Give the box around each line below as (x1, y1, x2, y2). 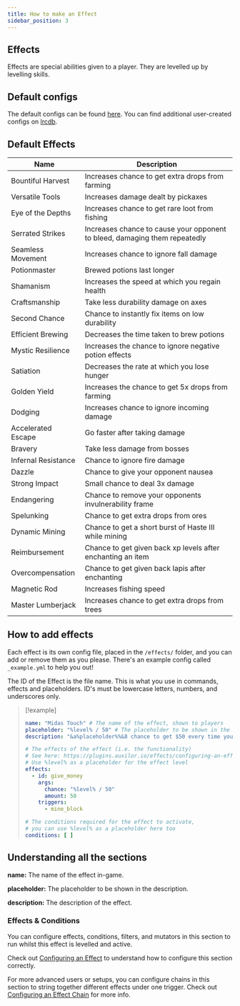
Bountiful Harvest (11, 176, 70, 186)
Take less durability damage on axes (84, 297, 207, 307)
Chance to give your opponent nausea (84, 467, 213, 477)
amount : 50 (44, 792, 77, 800)
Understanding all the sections (7, 852, 148, 864)
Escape (11, 432, 36, 442)
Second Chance (11, 313, 65, 323)
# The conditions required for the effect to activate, (24, 819, 195, 826)
